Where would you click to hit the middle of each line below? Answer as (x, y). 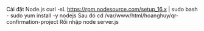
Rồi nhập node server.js (89, 22)
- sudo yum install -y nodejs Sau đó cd (55, 15)
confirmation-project (33, 22)
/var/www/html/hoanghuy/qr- (141, 15)
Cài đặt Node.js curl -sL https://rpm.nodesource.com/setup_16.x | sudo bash (102, 9)
